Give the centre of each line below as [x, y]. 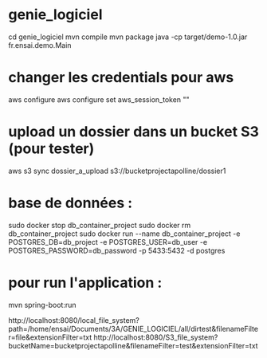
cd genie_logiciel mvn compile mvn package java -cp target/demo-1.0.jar [128, 37]
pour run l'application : [85, 283]
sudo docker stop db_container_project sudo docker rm [100, 225]
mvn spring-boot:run [42, 305]
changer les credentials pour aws [121, 78]
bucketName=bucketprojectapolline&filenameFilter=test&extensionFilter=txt [133, 345]
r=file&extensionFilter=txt [50, 337]
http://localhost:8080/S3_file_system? [156, 337]
